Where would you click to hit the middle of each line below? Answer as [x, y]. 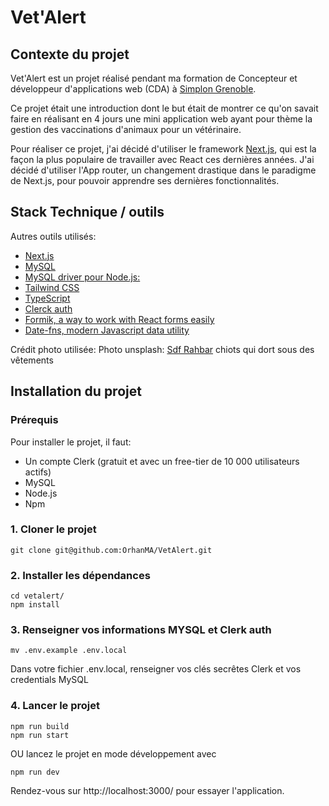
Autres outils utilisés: [53, 236]
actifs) [38, 472]
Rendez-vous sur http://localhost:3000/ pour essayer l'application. [147, 790]
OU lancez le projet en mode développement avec [113, 753]
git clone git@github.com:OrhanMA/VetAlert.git [111, 550]
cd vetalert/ [37, 596]
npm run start [40, 735]
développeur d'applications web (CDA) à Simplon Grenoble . [133, 89]
